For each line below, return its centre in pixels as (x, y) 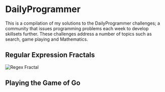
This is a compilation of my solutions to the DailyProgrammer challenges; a (82, 23)
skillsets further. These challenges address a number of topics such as (78, 34)
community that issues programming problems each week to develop (77, 28)
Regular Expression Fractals (50, 55)
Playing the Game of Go (43, 83)
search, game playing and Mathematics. (47, 39)
